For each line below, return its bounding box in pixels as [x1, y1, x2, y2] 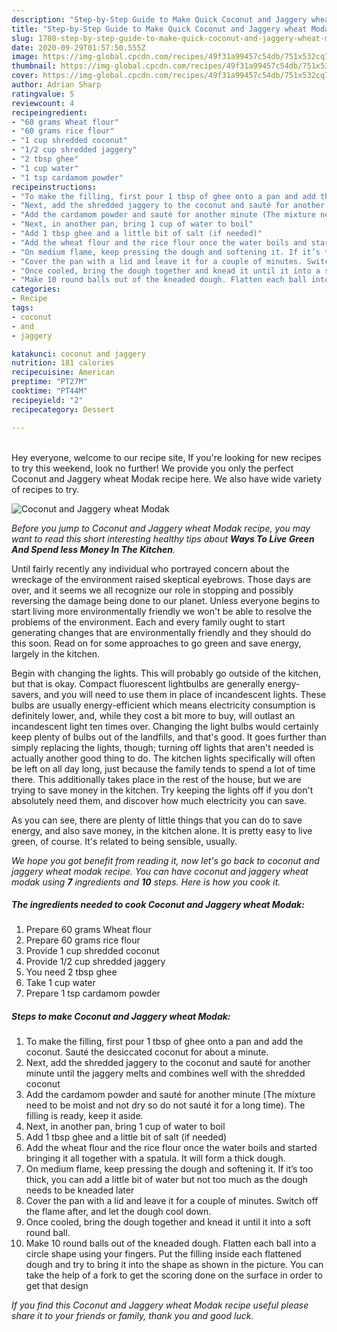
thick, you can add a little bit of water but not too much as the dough [25, 1174, 309, 1186]
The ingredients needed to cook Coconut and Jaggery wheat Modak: [11, 899, 305, 911]
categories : [11, 284, 61, 295]
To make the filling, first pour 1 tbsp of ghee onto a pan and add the [25, 1036, 304, 1048]
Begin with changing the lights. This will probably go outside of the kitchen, [11, 667, 321, 679]
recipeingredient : [11, 107, 88, 118]
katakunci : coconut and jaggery [11, 349, 146, 359]
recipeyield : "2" [11, 395, 84, 405]
